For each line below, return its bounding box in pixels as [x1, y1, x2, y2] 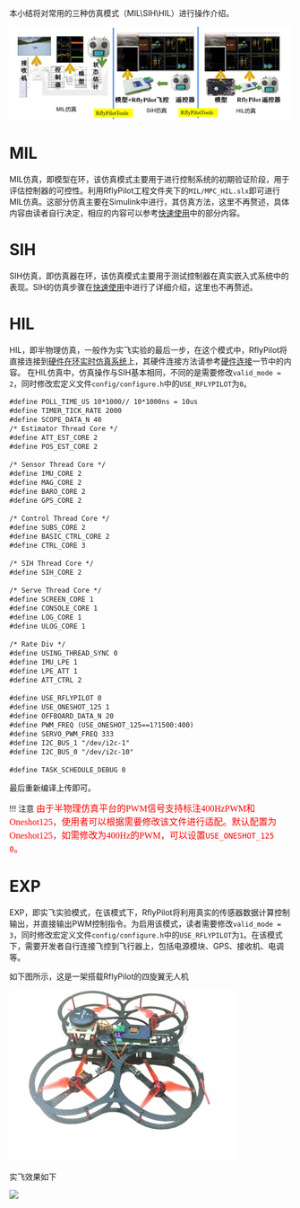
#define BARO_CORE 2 [9, 487, 87, 496]
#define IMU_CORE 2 [9, 469, 82, 478]
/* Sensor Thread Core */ [9, 460, 106, 469]
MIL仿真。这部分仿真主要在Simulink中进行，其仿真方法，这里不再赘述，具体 [9, 196, 289, 207]
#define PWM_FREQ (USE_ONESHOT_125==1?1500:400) [9, 720, 194, 729]
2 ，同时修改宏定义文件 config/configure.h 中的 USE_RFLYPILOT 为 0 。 [9, 378, 253, 389]
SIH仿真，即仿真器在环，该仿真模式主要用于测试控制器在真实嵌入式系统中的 [9, 270, 289, 281]
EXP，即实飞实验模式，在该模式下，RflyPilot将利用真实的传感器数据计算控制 [9, 906, 291, 918]
